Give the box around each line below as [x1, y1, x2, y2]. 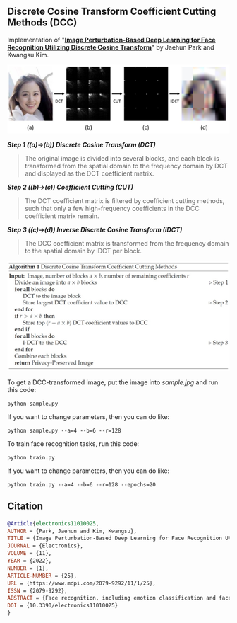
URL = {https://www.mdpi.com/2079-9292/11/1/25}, [7, 580, 157, 587]
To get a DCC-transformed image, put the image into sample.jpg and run [7, 378, 219, 387]
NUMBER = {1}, [7, 564, 49, 572]
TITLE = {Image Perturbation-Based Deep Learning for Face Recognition [7, 535, 222, 542]
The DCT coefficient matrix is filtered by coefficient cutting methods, [24, 196, 225, 205]
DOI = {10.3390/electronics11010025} [7, 602, 119, 610]
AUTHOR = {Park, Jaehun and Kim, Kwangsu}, [7, 527, 138, 535]
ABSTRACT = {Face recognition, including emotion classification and [7, 595, 217, 602]
